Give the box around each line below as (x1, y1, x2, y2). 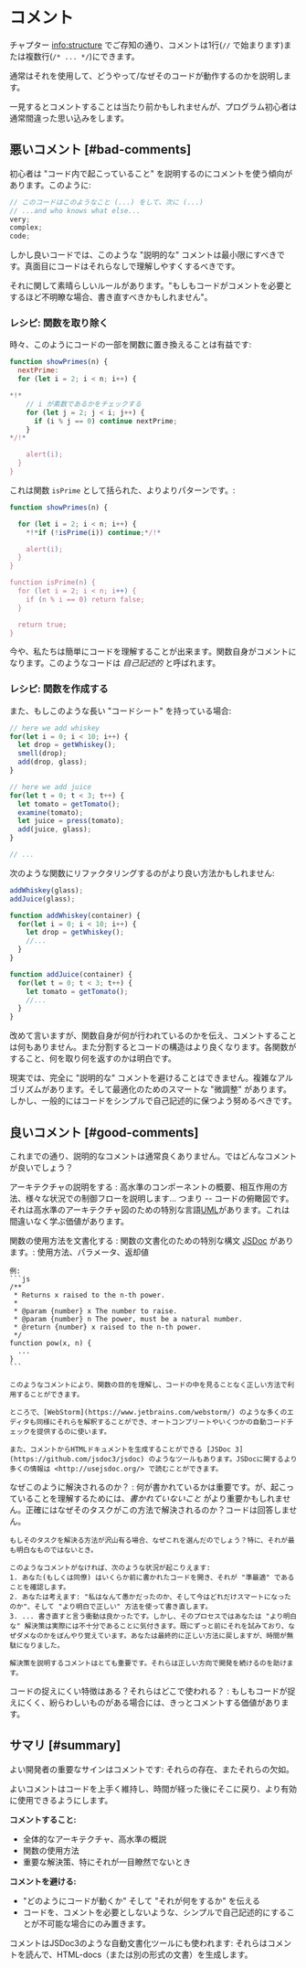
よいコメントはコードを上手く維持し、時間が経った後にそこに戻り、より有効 (9, 1783, 297, 1794)
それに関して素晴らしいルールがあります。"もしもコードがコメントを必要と (9, 280, 292, 292)
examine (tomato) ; (17, 808, 84, 818)
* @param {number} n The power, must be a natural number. (13, 1315, 244, 1324)
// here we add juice (9, 782, 92, 791)
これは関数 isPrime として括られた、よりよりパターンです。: (9, 485, 236, 496)
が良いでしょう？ (9, 1162, 74, 1173)
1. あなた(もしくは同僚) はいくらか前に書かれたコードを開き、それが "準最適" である (9, 1573, 295, 1582)
